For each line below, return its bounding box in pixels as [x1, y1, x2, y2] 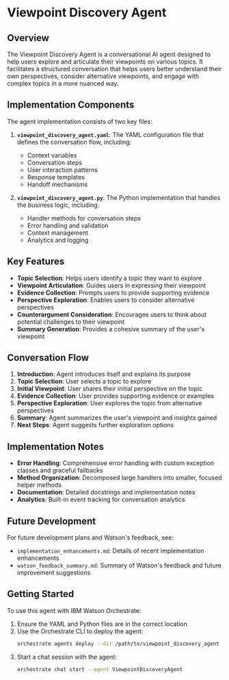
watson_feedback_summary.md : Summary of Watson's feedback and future [16, 562, 222, 570]
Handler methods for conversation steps [27, 214, 142, 222]
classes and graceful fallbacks [16, 466, 103, 475]
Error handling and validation [27, 221, 109, 229]
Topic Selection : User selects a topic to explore [16, 377, 152, 386]
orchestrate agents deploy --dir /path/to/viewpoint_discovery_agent [16, 640, 220, 647]
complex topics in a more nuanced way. [7, 79, 120, 87]
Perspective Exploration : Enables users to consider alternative [16, 296, 195, 304]
